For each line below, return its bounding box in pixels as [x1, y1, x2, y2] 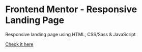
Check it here [5, 41, 34, 47]
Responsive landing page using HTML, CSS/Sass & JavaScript [5, 31, 136, 37]
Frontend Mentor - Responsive [5, 4, 137, 15]
